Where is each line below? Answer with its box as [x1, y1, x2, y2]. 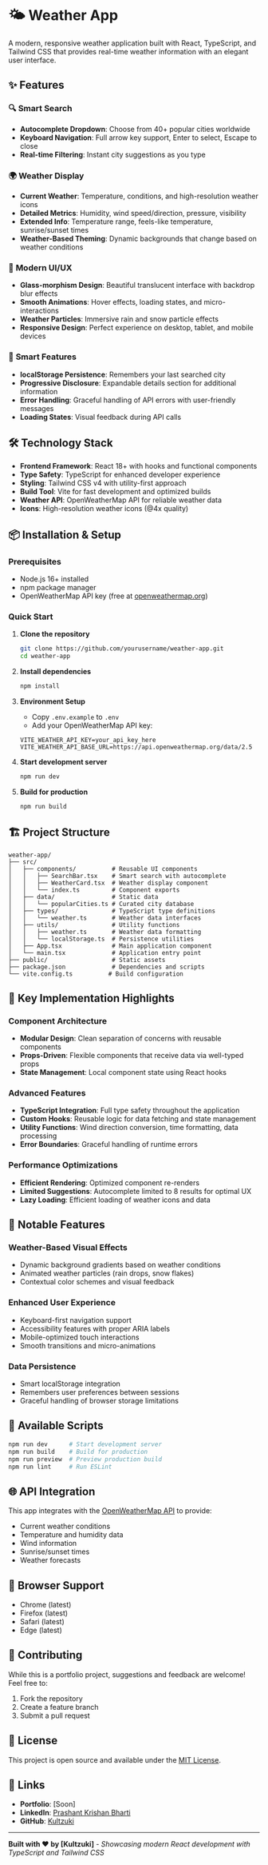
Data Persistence [8, 1360, 77, 1372]
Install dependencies [19, 667, 92, 677]
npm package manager [19, 583, 97, 593]
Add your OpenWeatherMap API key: [31, 721, 153, 730]
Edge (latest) [19, 1625, 62, 1635]
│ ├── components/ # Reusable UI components [8, 865, 198, 873]
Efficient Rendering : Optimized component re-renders [19, 1177, 200, 1188]
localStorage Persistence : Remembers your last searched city [19, 369, 226, 379]
